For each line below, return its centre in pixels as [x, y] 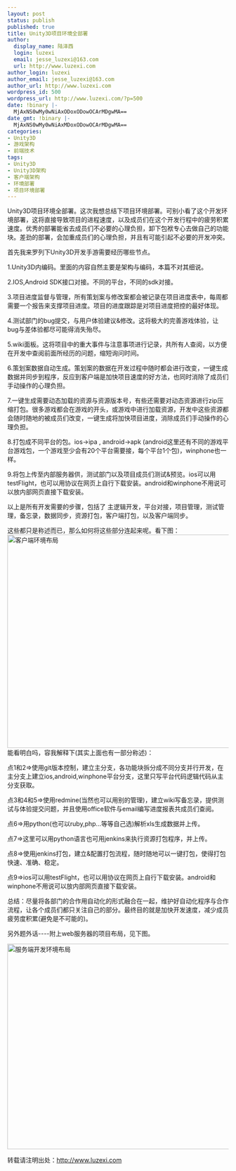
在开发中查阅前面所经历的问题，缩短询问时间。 [75, 353]
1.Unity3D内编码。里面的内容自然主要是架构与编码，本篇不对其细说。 [107, 267]
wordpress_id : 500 [34, 92]
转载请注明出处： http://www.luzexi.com [65, 1160]
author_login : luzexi [39, 72]
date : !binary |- [33, 105]
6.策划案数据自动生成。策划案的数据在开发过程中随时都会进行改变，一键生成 [118, 368]
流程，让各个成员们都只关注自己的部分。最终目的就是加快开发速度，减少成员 [118, 910]
